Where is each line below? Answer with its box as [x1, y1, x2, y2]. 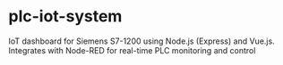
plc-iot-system [8, 6, 123, 27]
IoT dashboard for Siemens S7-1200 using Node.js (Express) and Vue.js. [8, 36, 275, 46]
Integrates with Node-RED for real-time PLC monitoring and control [8, 45, 256, 55]
